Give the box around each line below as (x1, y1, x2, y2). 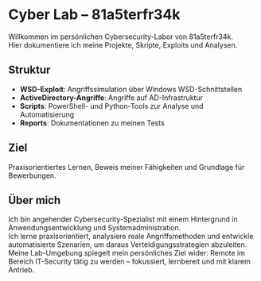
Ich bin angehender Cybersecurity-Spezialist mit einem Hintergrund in (8, 214, 238, 224)
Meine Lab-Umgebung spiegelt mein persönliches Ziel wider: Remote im (8, 248, 245, 258)
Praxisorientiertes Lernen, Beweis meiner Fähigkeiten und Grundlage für (8, 162, 245, 171)
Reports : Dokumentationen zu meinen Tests (19, 117, 165, 128)
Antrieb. (8, 265, 35, 275)
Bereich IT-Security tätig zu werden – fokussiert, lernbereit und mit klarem (8, 256, 251, 267)
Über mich (8, 193, 61, 207)
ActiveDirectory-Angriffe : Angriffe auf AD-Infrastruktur (19, 93, 203, 102)
